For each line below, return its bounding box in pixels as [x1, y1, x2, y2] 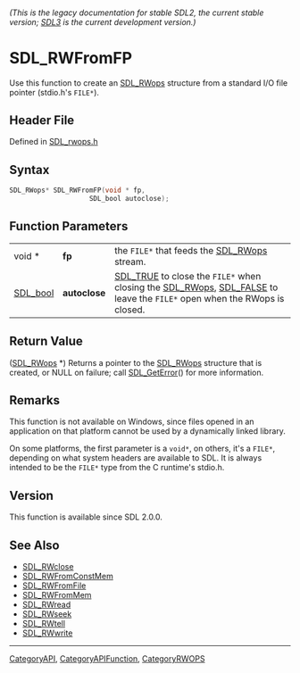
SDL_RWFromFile [21, 580, 87, 591]
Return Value [9, 334, 83, 349]
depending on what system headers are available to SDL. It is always [9, 453, 262, 463]
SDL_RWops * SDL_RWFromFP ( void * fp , [9, 186, 146, 195]
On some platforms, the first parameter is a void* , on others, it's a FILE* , [9, 443, 276, 454]
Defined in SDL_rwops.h [9, 137, 98, 147]
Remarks [9, 393, 61, 408]
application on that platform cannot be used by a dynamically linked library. [9, 426, 286, 436]
